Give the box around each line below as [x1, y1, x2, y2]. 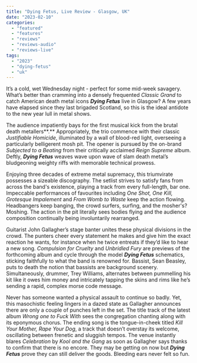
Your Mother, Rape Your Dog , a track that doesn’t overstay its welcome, [6, 325, 179, 332]
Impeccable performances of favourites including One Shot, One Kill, [6, 189, 173, 197]
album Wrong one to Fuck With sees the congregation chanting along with [6, 313, 186, 320]
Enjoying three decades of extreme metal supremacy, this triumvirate [6, 171, 173, 178]
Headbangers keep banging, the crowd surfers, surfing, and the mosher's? [6, 202, 188, 210]
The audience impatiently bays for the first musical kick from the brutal [6, 122, 178, 129]
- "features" [11, 31, 44, 37]
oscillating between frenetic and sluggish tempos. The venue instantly [6, 332, 176, 339]
